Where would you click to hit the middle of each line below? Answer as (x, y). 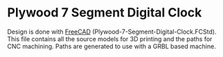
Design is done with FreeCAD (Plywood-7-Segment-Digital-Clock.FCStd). (112, 32)
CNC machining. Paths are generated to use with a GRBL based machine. (111, 46)
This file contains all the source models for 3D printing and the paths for (110, 38)
